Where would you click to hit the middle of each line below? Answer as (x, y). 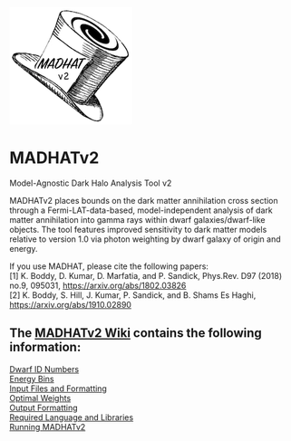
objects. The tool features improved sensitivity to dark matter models (138, 229)
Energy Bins (32, 379)
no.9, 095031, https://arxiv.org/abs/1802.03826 (98, 285)
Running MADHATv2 (48, 427)
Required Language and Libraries (72, 417)
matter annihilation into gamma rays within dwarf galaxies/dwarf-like (137, 219)
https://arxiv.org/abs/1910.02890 (70, 304)
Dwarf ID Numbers (44, 369)
